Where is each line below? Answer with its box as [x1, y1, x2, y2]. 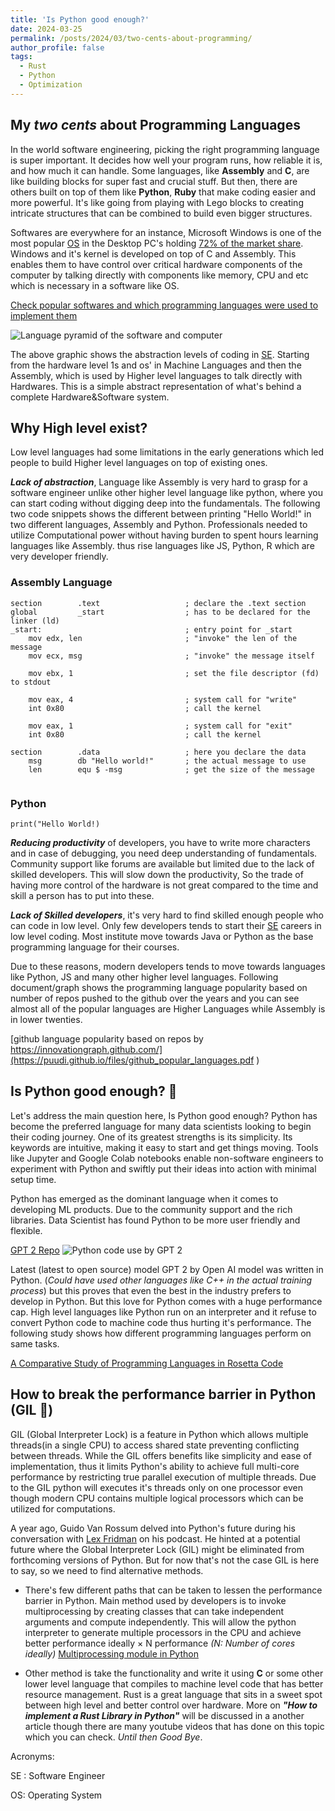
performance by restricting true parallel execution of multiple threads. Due [10, 1471, 317, 1483]
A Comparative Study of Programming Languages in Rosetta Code [10, 1357, 284, 1369]
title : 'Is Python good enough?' [10, 14, 150, 25]
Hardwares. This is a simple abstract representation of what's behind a [10, 380, 302, 392]
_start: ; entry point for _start [10, 624, 293, 635]
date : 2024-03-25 [10, 24, 83, 34]
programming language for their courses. [10, 941, 180, 953]
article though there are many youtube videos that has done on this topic [24, 1720, 325, 1732]
